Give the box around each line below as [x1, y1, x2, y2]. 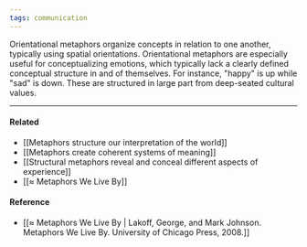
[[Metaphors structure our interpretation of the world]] [22, 136, 228, 147]
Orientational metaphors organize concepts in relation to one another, [9, 38, 271, 49]
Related [9, 116, 39, 128]
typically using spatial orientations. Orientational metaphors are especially [9, 48, 288, 59]
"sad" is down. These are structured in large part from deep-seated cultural [9, 77, 294, 88]
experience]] [22, 166, 71, 177]
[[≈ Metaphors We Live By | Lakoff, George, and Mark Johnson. [22, 217, 262, 229]
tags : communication [9, 13, 89, 23]
